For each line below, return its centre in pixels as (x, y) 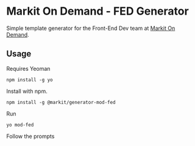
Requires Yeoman (28, 68)
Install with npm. (27, 91)
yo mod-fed (20, 125)
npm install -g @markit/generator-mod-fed (61, 102)
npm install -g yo (30, 80)
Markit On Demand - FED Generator (97, 11)
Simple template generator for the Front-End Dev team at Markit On (91, 28)
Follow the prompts (30, 136)
